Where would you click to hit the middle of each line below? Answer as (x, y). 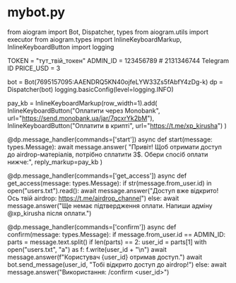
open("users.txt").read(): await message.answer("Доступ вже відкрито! (113, 190)
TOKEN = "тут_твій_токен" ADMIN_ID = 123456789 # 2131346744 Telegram (118, 60)
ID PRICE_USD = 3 (34, 68)
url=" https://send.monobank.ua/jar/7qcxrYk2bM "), (81, 118)
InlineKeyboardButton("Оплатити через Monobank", (84, 110)
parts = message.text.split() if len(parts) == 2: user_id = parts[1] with (107, 242)
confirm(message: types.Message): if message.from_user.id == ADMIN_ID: (117, 234)
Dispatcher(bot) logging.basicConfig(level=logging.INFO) (91, 89)
